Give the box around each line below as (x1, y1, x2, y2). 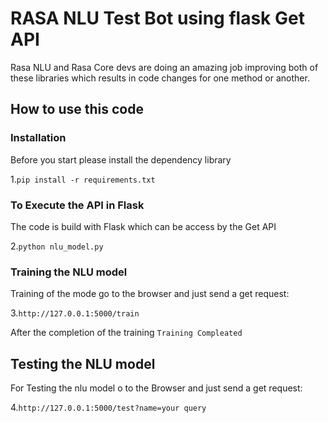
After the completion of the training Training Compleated (10, 327, 243, 339)
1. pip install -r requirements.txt (10, 173, 156, 185)
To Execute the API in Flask (10, 198, 145, 212)
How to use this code (10, 101, 144, 118)
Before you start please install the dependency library (10, 153, 232, 166)
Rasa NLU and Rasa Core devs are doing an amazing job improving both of (10, 61, 319, 73)
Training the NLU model (10, 265, 128, 279)
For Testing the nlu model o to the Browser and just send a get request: (10, 382, 303, 394)
